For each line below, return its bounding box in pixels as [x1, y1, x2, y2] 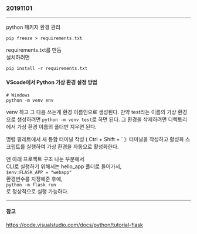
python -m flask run [6, 182, 57, 188]
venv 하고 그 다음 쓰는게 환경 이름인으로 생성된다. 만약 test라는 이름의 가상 [6, 108, 177, 115]
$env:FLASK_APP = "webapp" [6, 169, 72, 175]
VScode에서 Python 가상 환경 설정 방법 [6, 78, 97, 86]
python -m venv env [6, 97, 54, 103]
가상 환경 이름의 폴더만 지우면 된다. [16, 123, 97, 130]
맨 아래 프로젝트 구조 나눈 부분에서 [6, 155, 84, 162]
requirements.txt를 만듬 [6, 46, 62, 54]
